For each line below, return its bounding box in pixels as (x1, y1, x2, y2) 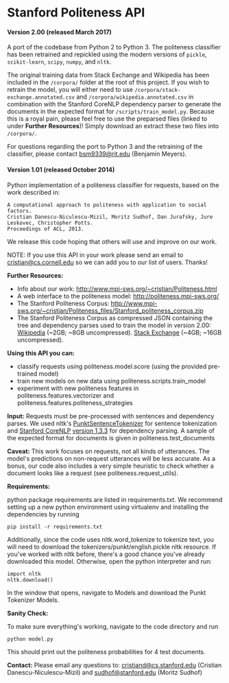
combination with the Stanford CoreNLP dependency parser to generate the (7, 100, 221, 108)
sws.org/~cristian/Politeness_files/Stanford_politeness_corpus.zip (16, 307, 204, 315)
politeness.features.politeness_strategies (16, 398, 133, 407)
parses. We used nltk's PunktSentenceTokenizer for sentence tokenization (7, 419, 217, 427)
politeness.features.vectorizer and (16, 391, 114, 399)
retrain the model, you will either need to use (7, 86, 134, 94)
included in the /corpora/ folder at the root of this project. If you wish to (7, 78, 210, 86)
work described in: (7, 188, 60, 196)
